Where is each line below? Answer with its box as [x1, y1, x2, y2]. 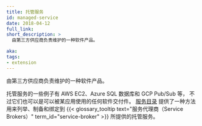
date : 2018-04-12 [6, 20, 50, 26]
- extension [6, 59, 37, 66]
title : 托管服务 [6, 9, 44, 15]
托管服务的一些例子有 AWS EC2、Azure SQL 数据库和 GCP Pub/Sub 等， [6, 89, 189, 97]
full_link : [6, 26, 34, 32]
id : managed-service [6, 15, 59, 21]
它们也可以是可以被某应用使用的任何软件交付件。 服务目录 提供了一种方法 [11, 97, 196, 105]
